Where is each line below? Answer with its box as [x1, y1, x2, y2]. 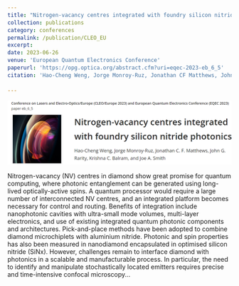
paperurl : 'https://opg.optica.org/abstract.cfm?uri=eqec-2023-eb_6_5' [7, 64, 224, 71]
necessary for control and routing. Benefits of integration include [7, 202, 198, 210]
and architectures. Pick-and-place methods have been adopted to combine [7, 225, 228, 233]
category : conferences [7, 26, 75, 34]
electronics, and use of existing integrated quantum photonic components [7, 217, 224, 225]
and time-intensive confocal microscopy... [7, 270, 131, 278]
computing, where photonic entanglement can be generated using [7, 179, 201, 188]
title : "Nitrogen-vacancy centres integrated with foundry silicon [7, 11, 212, 19]
